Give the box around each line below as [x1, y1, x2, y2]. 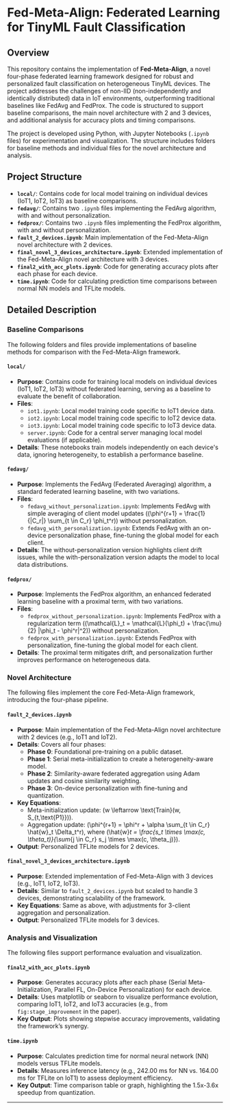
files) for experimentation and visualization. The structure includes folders [7, 137, 216, 145]
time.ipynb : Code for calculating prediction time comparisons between [16, 277, 218, 285]
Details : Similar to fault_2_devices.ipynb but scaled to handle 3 [16, 886, 199, 894]
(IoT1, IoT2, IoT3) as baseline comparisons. [16, 196, 138, 205]
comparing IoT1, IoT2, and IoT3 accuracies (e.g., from [16, 1000, 168, 1008]
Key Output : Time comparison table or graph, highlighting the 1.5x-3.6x [16, 1080, 219, 1089]
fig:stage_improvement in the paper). [16, 1008, 122, 1016]
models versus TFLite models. [16, 1059, 103, 1067]
